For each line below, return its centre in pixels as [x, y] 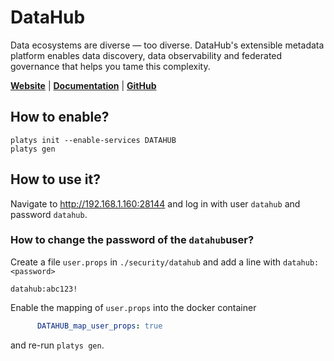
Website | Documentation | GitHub [83, 85]
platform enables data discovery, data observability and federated [146, 55]
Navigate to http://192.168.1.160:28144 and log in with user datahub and [155, 203]
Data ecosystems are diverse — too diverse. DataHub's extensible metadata [167, 45]
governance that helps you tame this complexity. [110, 66]
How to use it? [55, 179]
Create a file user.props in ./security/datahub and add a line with [146, 262]
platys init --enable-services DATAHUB [93, 140]
